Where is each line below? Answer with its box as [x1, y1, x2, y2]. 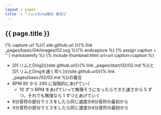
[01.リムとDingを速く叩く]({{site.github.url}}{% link [12, 69, 115, 74]
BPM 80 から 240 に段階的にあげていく [12, 81, 91, 86]
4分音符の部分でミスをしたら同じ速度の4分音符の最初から [12, 105, 129, 111]
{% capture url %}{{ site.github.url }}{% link [5, 42, 93, 48]
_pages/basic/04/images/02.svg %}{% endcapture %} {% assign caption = [5, 47, 157, 53]
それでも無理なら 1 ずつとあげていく [28, 93, 101, 99]
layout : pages [5, 7, 36, 12]
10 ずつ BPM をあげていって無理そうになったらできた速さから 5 [19, 86, 147, 92]
